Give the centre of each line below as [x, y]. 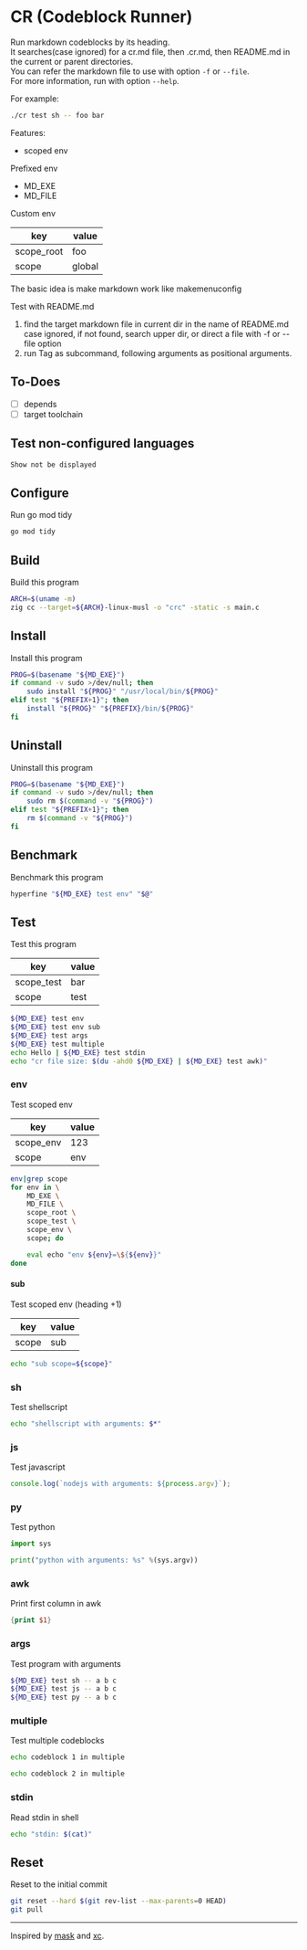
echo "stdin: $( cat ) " [51, 1834]
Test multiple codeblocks [57, 1741]
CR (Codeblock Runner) [102, 17]
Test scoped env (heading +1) [66, 1304]
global [86, 266]
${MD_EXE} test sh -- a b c [64, 1681]
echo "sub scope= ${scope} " [61, 1364]
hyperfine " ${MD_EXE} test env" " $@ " [82, 894]
